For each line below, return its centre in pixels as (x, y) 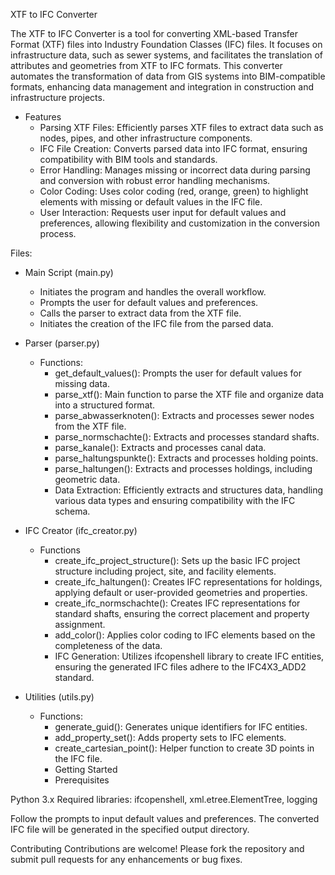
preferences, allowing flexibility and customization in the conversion (180, 223)
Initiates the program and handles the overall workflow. (153, 292)
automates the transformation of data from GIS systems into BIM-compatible (168, 76)
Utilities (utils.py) (59, 697)
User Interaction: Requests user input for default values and (163, 212)
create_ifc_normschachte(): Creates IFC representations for (177, 603)
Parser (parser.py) (62, 343)
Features (43, 117)
